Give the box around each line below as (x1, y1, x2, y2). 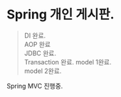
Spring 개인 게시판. (6, 6, 115, 23)
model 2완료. (23, 67, 62, 75)
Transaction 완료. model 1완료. (23, 57, 112, 66)
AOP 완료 (23, 40, 51, 48)
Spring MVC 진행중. (6, 81, 63, 90)
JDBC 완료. (23, 49, 57, 57)
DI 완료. (23, 31, 46, 40)
